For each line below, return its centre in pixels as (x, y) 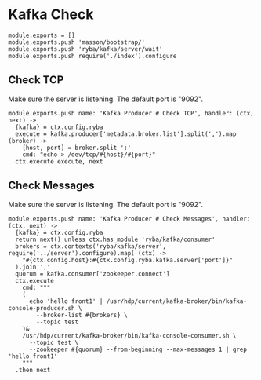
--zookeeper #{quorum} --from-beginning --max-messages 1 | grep (138, 349)
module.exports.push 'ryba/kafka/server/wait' (85, 49)
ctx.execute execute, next (59, 161)
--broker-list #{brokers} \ (82, 315)
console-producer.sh (42, 308)
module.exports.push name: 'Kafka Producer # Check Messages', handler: (129, 219)
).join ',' (33, 267)
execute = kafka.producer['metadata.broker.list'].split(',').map (126, 134)
